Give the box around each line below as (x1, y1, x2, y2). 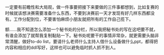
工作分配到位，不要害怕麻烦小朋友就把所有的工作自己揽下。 (13, 16, 133, 22)
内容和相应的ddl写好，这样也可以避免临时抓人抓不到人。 (5, 45, 119, 50)
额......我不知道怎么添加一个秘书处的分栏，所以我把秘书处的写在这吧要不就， (5, 27, 158, 32)
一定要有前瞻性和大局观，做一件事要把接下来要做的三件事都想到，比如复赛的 (5, 4, 159, 10)
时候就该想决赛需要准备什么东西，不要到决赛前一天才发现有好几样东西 (5, 10, 146, 16)
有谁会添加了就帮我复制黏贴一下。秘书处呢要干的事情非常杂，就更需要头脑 (5, 33, 155, 38)
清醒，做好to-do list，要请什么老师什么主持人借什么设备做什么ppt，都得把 (9, 39, 158, 44)
